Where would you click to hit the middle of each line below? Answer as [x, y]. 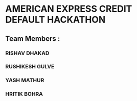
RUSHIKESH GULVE [30, 67]
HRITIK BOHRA [24, 94]
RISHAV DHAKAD [27, 53]
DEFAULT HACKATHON [55, 20]
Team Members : [33, 39]
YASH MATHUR [25, 81]
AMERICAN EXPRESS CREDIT [69, 9]
